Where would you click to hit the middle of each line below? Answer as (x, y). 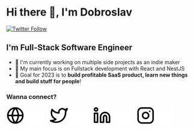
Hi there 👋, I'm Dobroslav (69, 12)
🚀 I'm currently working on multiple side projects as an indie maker (97, 62)
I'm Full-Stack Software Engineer (69, 48)
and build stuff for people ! (48, 81)
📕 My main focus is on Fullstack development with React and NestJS (100, 68)
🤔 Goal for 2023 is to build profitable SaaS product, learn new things (101, 75)
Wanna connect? (32, 96)
